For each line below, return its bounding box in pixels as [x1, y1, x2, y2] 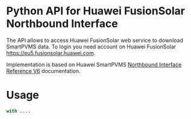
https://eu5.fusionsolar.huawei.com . [6, 49, 96, 56]
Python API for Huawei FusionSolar [6, 4, 186, 18]
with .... [6, 108, 31, 114]
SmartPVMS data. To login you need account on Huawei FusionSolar [6, 43, 177, 50]
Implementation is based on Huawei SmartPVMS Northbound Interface [6, 61, 182, 68]
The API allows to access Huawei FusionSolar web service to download [6, 36, 184, 44]
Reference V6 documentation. [6, 67, 81, 74]
